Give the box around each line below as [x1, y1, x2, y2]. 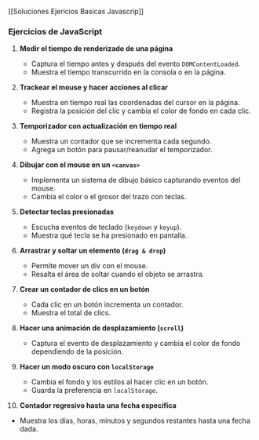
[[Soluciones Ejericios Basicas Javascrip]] [8, 7, 144, 16]
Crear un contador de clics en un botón [19, 285, 150, 294]
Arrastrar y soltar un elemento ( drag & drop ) [19, 246, 166, 256]
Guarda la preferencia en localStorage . [31, 386, 159, 395]
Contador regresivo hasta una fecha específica [19, 401, 177, 410]
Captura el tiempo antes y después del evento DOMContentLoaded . [31, 59, 241, 69]
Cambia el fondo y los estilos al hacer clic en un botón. [31, 377, 209, 387]
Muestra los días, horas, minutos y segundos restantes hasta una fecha [19, 416, 251, 426]
